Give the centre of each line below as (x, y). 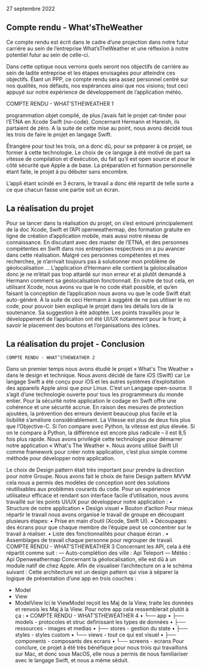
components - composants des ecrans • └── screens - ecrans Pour (100, 641)
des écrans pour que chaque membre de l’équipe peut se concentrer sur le (99, 528)
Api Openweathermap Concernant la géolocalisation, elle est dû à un (91, 559)
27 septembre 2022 (31, 9)
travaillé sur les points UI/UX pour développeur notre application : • (89, 502)
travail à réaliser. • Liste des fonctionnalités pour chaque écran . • (88, 534)
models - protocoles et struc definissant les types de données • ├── (100, 622)
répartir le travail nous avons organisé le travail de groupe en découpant (95, 515)
